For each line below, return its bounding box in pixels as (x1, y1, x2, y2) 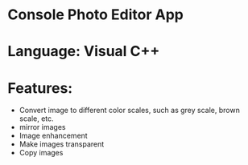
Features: (7, 78, 73, 97)
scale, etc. (19, 114, 54, 123)
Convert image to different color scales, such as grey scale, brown (19, 106, 241, 115)
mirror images (19, 123, 66, 132)
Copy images (19, 148, 64, 158)
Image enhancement (19, 131, 88, 141)
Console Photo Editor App (7, 6, 184, 24)
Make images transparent (19, 139, 105, 149)
